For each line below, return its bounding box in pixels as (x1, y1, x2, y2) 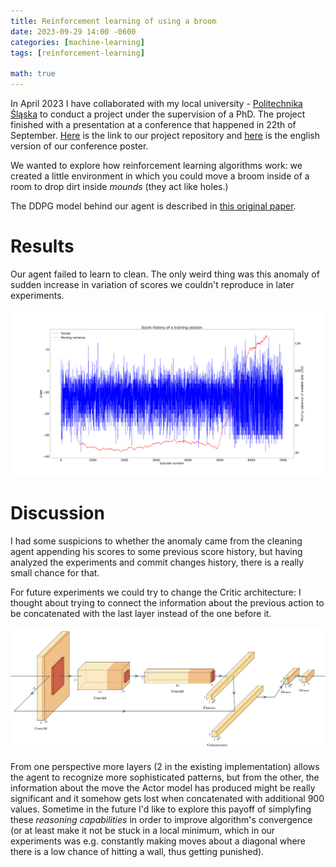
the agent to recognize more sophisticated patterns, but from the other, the (10, 771, 320, 784)
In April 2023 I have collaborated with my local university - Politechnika (10, 98, 303, 109)
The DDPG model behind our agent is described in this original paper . (10, 200, 297, 212)
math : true (10, 69, 56, 79)
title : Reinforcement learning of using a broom (10, 16, 217, 26)
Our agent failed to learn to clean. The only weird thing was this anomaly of (10, 268, 320, 280)
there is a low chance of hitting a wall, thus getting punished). (10, 846, 265, 858)
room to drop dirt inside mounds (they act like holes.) (10, 181, 229, 192)
